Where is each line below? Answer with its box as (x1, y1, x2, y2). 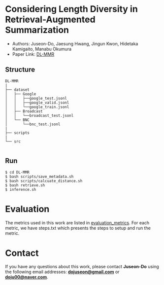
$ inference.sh (5, 187, 36, 192)
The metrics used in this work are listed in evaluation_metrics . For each (5, 219, 150, 225)
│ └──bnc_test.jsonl (5, 122, 61, 127)
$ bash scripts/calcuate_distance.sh (5, 178, 83, 183)
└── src (5, 139, 21, 144)
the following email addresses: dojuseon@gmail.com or (5, 269, 120, 275)
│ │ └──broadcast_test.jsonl (5, 113, 74, 118)
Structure (5, 66, 35, 74)
